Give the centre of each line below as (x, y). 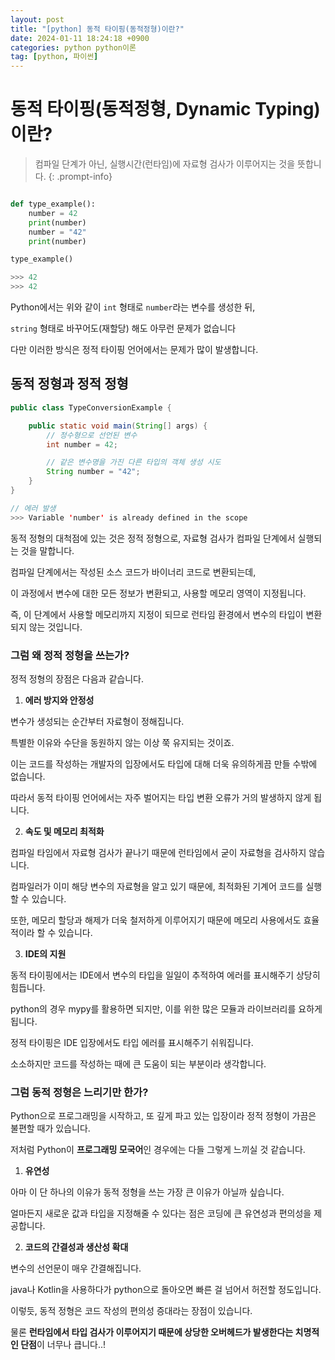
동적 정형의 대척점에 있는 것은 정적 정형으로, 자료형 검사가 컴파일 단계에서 (153, 538)
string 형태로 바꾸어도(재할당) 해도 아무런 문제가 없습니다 (123, 328)
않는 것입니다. (55, 627)
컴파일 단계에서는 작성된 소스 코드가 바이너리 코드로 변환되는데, (133, 572)
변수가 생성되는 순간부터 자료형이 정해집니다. (97, 721)
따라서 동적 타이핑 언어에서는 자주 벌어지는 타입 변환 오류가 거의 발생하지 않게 (161, 797)
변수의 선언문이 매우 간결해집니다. (76, 1268)
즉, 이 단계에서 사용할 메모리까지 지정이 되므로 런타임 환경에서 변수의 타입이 (157, 614)
